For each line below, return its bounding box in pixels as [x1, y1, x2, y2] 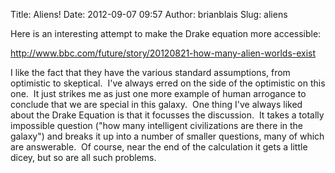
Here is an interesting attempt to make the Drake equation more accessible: [10, 28, 322, 39]
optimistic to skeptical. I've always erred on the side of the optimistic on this [10, 77, 326, 89]
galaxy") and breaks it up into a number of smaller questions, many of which [10, 130, 325, 142]
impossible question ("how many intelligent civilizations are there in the [10, 120, 304, 131]
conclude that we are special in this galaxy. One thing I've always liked [10, 99, 303, 110]
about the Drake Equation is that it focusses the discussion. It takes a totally [10, 109, 325, 121]
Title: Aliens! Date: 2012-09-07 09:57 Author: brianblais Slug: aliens [10, 9, 288, 20]
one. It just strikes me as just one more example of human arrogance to [10, 88, 307, 99]
